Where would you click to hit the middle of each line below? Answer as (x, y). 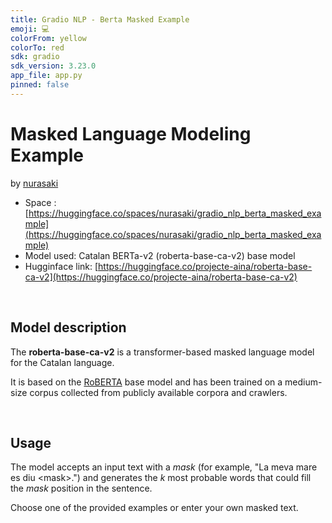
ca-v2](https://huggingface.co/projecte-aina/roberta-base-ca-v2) (161, 277)
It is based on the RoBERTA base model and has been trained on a (146, 382)
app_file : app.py (46, 76)
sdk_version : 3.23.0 (53, 66)
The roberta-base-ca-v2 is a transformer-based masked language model (162, 352)
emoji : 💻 (30, 29)
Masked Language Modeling (131, 133)
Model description (68, 327)
